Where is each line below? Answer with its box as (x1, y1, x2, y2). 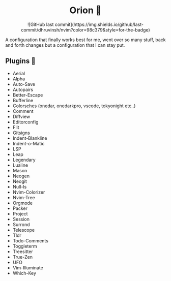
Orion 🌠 (69, 5, 102, 16)
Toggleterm (12, 243, 37, 249)
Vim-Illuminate (12, 264, 43, 271)
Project (12, 210, 28, 216)
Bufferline (12, 97, 34, 103)
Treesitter (12, 248, 33, 255)
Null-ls (12, 183, 27, 190)
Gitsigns (12, 130, 31, 136)
